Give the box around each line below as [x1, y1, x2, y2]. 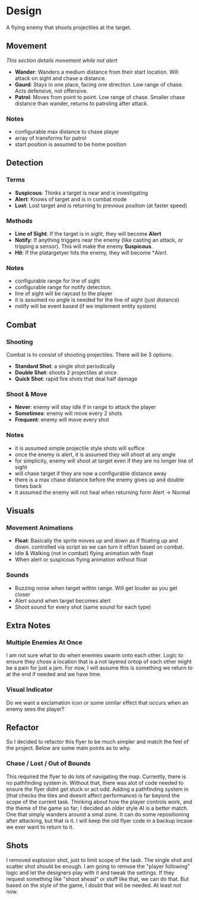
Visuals [6, 506, 34, 516]
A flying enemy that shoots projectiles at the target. [6, 24, 132, 31]
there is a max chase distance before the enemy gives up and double [14, 476, 184, 483]
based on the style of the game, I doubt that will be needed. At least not [6, 882, 182, 889]
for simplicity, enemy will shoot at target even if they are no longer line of [14, 457, 194, 464]
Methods [6, 217, 33, 225]
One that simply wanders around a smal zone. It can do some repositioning [6, 810, 190, 817]
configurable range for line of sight [14, 277, 100, 284]
